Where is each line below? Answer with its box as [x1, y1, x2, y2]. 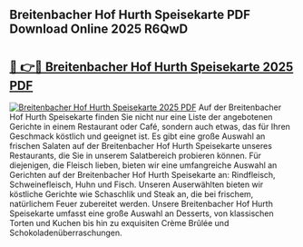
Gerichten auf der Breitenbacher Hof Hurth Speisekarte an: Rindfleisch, [9, 170, 276, 180]
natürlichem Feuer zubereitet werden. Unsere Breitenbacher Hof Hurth [9, 199, 274, 209]
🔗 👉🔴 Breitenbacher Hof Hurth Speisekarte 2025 [9, 59, 294, 74]
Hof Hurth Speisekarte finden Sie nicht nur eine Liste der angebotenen [9, 112, 273, 122]
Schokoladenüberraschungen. [9, 227, 122, 238]
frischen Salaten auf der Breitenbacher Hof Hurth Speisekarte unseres [9, 141, 272, 151]
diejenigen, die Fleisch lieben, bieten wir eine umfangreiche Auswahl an [9, 160, 278, 171]
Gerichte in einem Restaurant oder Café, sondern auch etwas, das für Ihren [9, 122, 290, 132]
